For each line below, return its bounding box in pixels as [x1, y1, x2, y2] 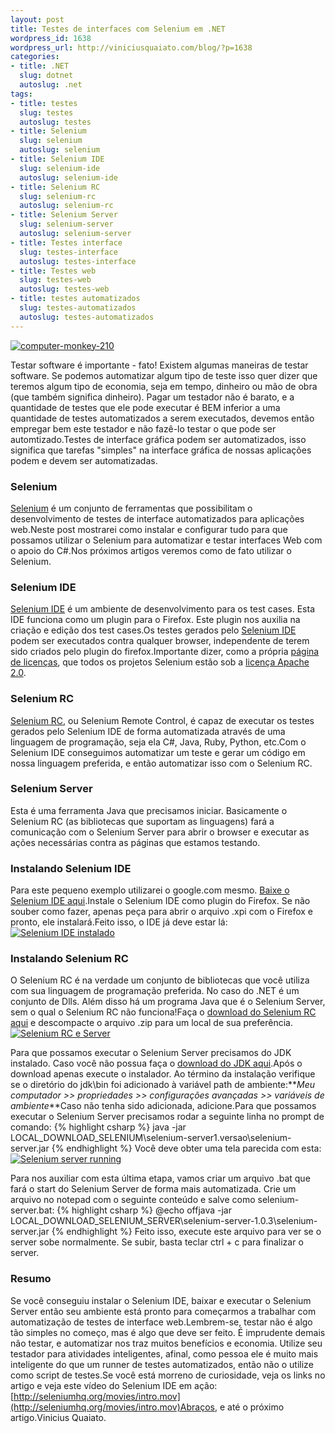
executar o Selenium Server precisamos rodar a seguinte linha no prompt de [10, 1111, 325, 1123]
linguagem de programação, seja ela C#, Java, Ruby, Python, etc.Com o [10, 736, 307, 748]
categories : [10, 52, 60, 62]
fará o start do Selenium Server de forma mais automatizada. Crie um [10, 1183, 297, 1195]
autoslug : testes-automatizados [19, 312, 155, 322]
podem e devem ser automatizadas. [10, 454, 158, 466]
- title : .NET [10, 61, 70, 71]
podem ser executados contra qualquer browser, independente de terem [10, 635, 310, 647]
